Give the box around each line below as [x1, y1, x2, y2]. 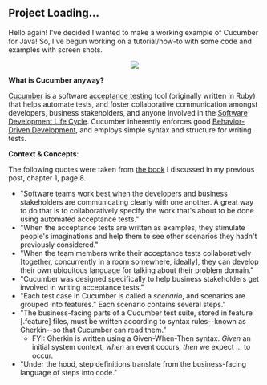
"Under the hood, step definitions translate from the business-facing [19, 359, 247, 368]
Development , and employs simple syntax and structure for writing [31, 124, 252, 135]
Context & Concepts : [8, 148, 79, 159]
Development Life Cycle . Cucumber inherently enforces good [8, 116, 211, 126]
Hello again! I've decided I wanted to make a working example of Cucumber [8, 27, 259, 37]
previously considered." [19, 240, 99, 249]
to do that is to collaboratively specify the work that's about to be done [19, 205, 254, 215]
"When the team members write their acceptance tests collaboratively [19, 248, 252, 257]
